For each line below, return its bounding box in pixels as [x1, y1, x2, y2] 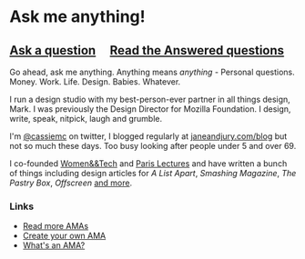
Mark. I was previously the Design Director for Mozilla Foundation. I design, [9, 104, 291, 115]
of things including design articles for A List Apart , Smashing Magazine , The [9, 168, 297, 178]
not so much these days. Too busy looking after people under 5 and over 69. [9, 141, 297, 151]
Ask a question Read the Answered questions [9, 43, 285, 58]
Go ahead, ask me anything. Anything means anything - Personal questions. [9, 66, 296, 77]
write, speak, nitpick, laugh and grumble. [9, 114, 162, 124]
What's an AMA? [22, 240, 86, 251]
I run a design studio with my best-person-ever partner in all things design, [9, 94, 291, 105]
